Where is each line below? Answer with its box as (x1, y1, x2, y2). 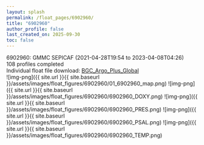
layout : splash (6, 9, 45, 15)
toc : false (6, 37, 34, 43)
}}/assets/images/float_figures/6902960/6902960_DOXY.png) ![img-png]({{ (6, 93, 198, 100)
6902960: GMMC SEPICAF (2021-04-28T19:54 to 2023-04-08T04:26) (6, 54, 185, 61)
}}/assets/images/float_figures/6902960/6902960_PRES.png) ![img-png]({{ (6, 106, 197, 113)
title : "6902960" (6, 20, 51, 26)
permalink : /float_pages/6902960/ (6, 15, 94, 21)
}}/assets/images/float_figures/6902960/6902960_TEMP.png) (6, 132, 163, 139)
